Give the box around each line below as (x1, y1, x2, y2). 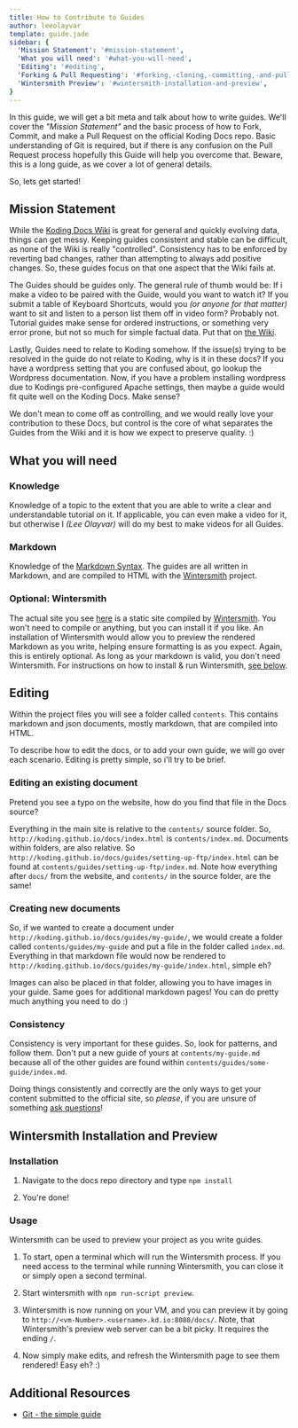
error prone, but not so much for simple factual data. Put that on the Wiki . (9, 327, 277, 338)
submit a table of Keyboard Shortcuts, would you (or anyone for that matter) (9, 299, 288, 310)
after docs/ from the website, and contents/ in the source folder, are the (9, 870, 271, 881)
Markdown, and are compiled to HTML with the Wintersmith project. (9, 570, 257, 581)
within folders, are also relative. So (9, 842, 136, 852)
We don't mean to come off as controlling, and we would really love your (9, 409, 274, 420)
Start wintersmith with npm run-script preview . (21, 1288, 195, 1299)
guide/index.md (9, 1068, 66, 1078)
